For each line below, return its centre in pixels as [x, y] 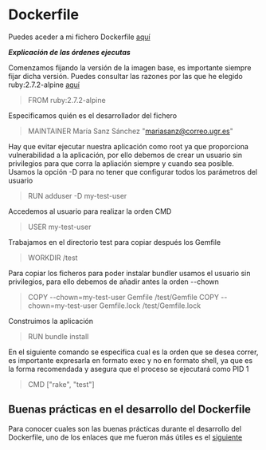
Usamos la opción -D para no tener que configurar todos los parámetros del [133, 172]
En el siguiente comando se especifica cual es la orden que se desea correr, [133, 352]
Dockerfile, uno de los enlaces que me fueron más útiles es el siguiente [125, 437]
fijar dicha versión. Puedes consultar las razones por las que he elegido [125, 76]
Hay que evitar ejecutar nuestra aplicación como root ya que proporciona [129, 146]
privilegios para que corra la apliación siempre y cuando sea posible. [121, 163]
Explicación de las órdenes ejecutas [70, 52]
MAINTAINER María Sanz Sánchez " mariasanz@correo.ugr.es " [130, 131]
